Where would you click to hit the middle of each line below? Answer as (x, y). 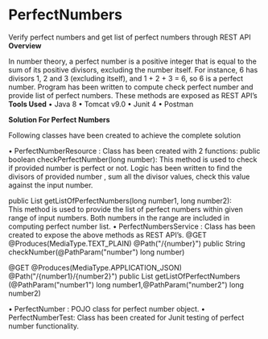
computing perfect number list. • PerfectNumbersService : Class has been (132, 226)
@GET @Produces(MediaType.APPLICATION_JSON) (95, 267)
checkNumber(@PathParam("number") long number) (97, 252)
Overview (25, 45)
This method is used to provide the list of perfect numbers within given (126, 209)
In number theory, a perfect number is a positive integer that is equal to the (133, 61)
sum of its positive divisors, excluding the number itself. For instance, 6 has (133, 69)
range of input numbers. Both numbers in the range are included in (119, 217)
